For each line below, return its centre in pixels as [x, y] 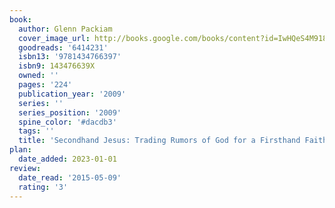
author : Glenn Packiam [65, 29]
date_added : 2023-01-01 [67, 159]
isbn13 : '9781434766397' [70, 57]
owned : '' [38, 76]
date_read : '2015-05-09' [70, 177]
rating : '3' [43, 187]
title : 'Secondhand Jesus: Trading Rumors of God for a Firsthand [159, 141]
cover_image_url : [54, 38]
